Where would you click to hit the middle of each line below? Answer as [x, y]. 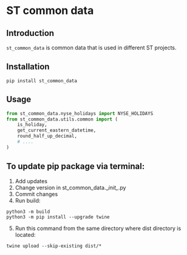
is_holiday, [32, 125]
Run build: [28, 200]
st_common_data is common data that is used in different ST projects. [92, 47]
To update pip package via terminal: [76, 166]
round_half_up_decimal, [47, 136]
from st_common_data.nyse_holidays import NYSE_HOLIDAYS [80, 113]
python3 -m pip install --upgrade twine [58, 217]
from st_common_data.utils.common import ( [62, 119]
